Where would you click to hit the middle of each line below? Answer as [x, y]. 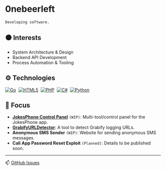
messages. [23, 138]
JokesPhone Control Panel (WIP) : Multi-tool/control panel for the [79, 117]
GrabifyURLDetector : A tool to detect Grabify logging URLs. [73, 127]
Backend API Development [39, 57]
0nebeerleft [30, 9]
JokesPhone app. [30, 122]
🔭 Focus [18, 105]
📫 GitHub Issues [22, 163]
